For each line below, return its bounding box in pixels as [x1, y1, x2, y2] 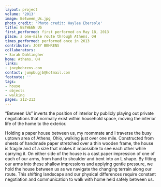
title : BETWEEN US [5, 25, 42, 30]
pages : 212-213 [5, 97, 36, 102]
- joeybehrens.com [5, 66, 42, 71]
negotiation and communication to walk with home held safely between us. [5, 176, 154, 182]
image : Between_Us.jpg [5, 16, 51, 21]
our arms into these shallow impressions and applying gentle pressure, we [5, 161, 153, 167]
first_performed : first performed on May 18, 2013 [5, 30, 109, 34]
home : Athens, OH [5, 57, 40, 62]
